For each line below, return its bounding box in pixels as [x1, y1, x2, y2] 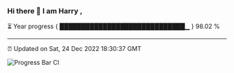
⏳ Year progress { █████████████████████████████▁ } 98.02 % [7, 22, 221, 30]
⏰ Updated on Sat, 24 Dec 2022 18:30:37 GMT [7, 45, 141, 53]
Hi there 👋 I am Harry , [7, 6, 83, 16]
